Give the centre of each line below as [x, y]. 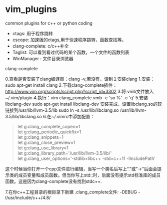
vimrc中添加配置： [76, 116]
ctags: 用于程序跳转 [33, 33]
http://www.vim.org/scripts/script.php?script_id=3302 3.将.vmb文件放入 [79, 91]
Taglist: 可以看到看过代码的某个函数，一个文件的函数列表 [71, 52]
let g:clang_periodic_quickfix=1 [49, 132]
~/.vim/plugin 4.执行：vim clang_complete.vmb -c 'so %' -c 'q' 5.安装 [77, 97]
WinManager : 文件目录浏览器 [43, 58]
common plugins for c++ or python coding [49, 23]
